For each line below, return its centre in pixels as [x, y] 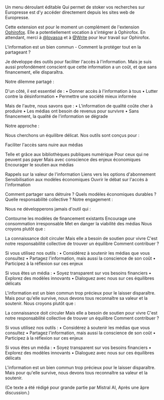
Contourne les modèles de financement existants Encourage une [70, 218]
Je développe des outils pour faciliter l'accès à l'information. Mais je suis [78, 62]
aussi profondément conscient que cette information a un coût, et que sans [81, 67]
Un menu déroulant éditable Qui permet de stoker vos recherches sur [75, 7]
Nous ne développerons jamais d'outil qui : [48, 209]
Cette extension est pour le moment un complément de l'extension [72, 27]
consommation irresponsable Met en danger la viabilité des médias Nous [79, 224]
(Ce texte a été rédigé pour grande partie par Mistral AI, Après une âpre [77, 387]
